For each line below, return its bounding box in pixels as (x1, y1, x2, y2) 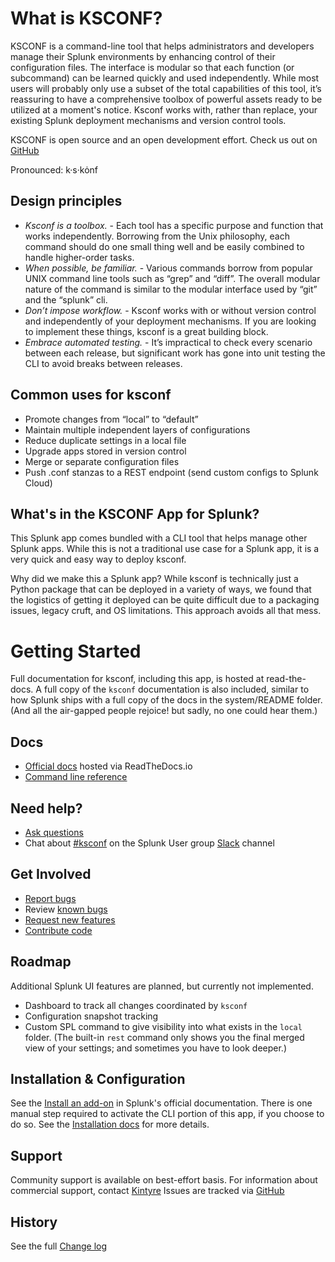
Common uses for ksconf (10, 387, 172, 404)
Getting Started (10, 640, 142, 662)
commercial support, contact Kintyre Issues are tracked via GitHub (10, 1185, 285, 1197)
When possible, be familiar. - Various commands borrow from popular (24, 262, 313, 274)
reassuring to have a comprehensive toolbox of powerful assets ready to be (10, 93, 323, 105)
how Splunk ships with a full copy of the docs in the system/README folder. (10, 694, 323, 706)
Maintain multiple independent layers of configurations (24, 423, 251, 436)
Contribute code (24, 924, 93, 936)
